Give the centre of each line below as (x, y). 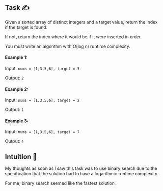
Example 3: (17, 121)
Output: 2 (14, 78)
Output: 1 (14, 109)
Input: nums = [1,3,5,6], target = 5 (42, 68)
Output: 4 (14, 141)
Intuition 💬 (21, 156)
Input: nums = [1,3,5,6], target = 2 (42, 100)
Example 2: (17, 89)
